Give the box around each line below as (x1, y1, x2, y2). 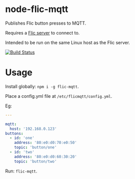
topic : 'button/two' (14, 159, 57, 164)
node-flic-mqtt (5, 4, 68, 15)
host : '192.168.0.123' (9, 126, 57, 131)
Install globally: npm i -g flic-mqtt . (5, 83, 79, 89)
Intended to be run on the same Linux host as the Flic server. (5, 39, 130, 46)
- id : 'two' (9, 149, 35, 154)
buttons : (5, 131, 23, 136)
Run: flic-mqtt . (5, 168, 37, 174)
